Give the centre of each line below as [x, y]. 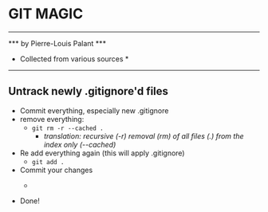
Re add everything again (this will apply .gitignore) [102, 153]
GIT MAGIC [46, 14]
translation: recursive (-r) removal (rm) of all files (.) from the [144, 135]
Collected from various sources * [74, 59]
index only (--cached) [80, 144]
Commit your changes [56, 170]
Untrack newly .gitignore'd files [89, 91]
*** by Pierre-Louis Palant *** [57, 43]
